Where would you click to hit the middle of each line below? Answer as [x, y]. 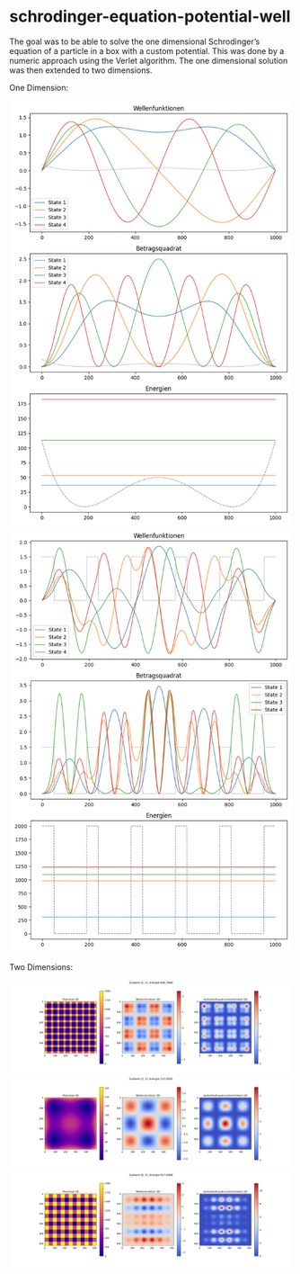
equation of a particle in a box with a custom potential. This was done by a [147, 50]
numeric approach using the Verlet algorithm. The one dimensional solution [149, 60]
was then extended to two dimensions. [81, 70]
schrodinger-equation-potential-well [150, 17]
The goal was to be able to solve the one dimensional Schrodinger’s [135, 41]
